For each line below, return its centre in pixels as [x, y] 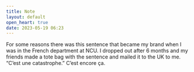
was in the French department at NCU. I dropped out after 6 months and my [97, 51]
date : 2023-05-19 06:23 [35, 28]
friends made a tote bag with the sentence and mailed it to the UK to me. [93, 57]
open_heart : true [27, 22]
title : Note [20, 11]
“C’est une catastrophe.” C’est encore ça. [56, 63]
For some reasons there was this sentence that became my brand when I [94, 44]
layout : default [26, 17]
